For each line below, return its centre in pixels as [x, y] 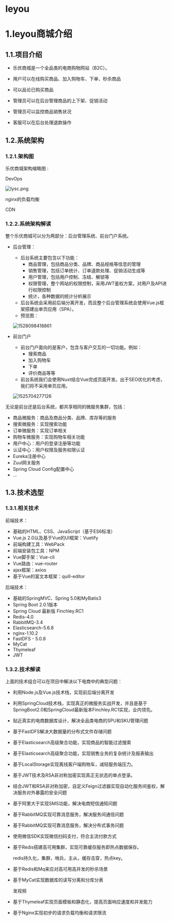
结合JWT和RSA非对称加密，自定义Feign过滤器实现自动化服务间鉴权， [87, 786]
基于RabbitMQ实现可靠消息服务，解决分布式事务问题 [68, 825]
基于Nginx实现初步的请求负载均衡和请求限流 [60, 913]
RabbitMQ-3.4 [28, 622]
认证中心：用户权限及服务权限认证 [49, 450]
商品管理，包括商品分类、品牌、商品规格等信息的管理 [84, 264]
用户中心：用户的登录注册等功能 [46, 444]
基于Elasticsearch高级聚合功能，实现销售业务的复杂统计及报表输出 [83, 753]
